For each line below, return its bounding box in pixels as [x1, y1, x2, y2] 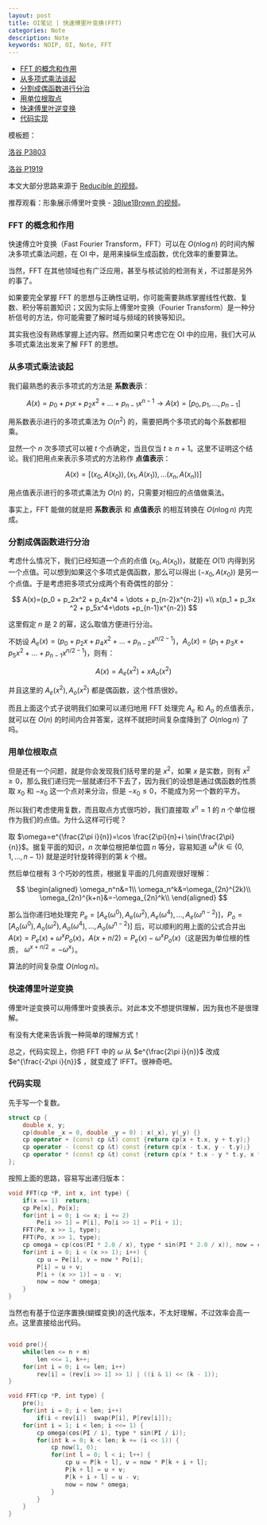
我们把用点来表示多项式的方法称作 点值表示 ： [21, 454, 171, 463]
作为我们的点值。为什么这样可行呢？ [8, 815, 127, 824]
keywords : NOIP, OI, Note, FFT [8, 41, 112, 49]
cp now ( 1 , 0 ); [50, 1443, 98, 1452]
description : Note [8, 33, 69, 42]
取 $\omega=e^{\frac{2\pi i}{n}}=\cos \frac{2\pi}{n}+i [8, 832, 184, 841]
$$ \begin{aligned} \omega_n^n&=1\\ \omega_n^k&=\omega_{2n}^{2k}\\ [15, 885, 252, 894]
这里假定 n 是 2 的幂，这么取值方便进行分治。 [8, 619, 157, 628]
